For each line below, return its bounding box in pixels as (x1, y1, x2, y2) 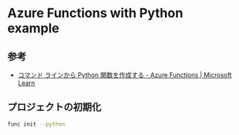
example (7, 20, 60, 36)
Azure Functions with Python (7, 5, 183, 21)
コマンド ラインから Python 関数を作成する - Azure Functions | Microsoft (17, 71, 232, 79)
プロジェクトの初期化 (7, 101, 101, 114)
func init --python (7, 120, 66, 128)
